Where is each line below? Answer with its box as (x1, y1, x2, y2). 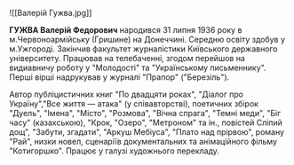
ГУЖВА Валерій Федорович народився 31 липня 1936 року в (9, 25, 242, 35)
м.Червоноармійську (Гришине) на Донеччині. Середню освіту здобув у (9, 35, 286, 44)
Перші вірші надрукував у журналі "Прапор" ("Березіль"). (9, 72, 230, 82)
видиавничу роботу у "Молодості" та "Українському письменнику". (9, 62, 266, 73)
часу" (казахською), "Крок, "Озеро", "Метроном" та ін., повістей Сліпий (9, 117, 282, 128)
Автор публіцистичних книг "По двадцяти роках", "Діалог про (9, 89, 244, 99)
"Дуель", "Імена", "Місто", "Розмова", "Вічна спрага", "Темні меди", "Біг (9, 108, 282, 118)
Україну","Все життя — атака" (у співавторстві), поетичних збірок (9, 98, 259, 109)
